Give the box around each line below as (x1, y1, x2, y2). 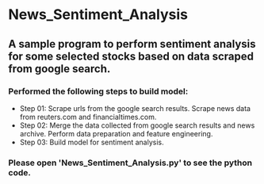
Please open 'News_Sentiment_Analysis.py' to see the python (8, 157, 252, 168)
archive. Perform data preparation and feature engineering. (19, 128, 213, 138)
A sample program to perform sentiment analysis (8, 37, 256, 51)
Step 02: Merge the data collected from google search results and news (19, 121, 255, 130)
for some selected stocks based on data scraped (8, 49, 254, 63)
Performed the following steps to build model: (8, 86, 189, 97)
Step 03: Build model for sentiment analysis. (19, 137, 164, 147)
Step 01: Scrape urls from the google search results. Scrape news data (19, 103, 251, 113)
